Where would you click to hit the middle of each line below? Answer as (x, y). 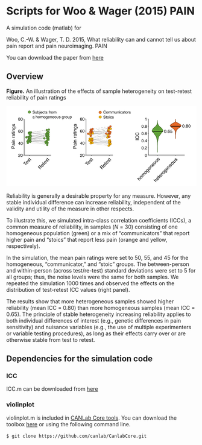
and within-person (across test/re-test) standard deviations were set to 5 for (101, 270)
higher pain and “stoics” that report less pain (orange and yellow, (87, 239)
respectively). (23, 246)
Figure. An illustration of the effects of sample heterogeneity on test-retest (99, 91)
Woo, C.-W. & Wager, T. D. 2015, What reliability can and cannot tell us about (101, 39)
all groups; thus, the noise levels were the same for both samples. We (93, 277)
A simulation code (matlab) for (44, 28)
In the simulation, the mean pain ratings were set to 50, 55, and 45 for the (97, 257)
